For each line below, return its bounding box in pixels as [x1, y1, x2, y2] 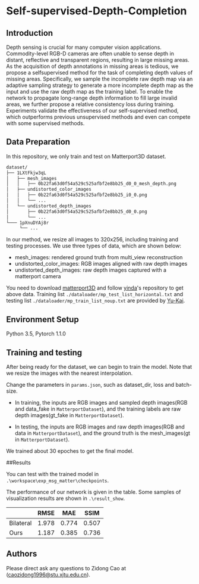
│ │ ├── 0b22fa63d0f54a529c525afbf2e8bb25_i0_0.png [6, 192, 147, 198]
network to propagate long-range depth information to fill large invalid [6, 94, 178, 101]
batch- [175, 381, 192, 388]
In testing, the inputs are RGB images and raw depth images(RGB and [14, 423, 185, 430]
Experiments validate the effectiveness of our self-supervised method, [6, 107, 179, 114]
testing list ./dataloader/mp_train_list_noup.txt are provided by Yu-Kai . [6, 297, 185, 305]
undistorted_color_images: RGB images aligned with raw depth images [14, 260, 188, 268]
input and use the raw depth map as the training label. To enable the [6, 88, 173, 95]
